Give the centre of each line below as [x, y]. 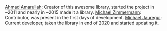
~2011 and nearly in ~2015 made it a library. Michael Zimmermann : [73, 12]
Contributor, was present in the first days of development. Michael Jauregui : [84, 18]
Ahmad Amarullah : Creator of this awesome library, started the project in [80, 7]
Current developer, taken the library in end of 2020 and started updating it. [82, 23]
